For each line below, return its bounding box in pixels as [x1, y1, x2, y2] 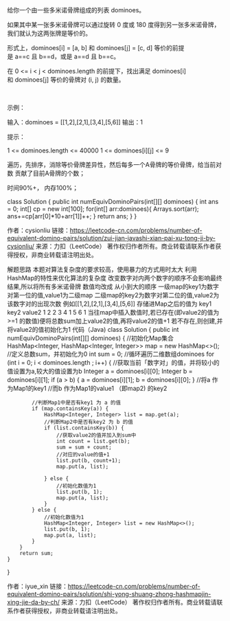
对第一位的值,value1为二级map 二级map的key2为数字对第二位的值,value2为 [7, 291, 220, 299]
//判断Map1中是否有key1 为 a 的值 [32, 399, 122, 406]
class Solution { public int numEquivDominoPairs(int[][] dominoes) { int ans [7, 198, 219, 205]
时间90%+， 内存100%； [7, 184, 79, 192]
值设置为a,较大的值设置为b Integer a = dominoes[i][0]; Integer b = [7, 367, 194, 375]
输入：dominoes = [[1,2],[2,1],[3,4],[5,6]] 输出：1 [7, 118, 143, 126]
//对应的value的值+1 [56, 451, 110, 458]
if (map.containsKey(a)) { [32, 405, 109, 412]
